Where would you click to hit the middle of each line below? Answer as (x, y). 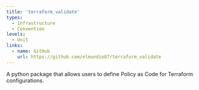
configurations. (25, 80)
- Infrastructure (34, 23)
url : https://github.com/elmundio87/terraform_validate (89, 57)
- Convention (28, 29)
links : (15, 46)
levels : (16, 34)
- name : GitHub (31, 51)
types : (15, 18)
